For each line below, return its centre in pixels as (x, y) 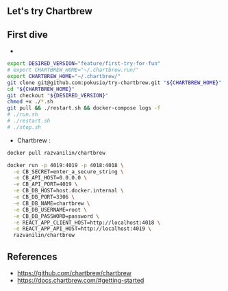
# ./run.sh (23, 115)
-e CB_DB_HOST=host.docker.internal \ (69, 191)
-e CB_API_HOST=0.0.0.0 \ (50, 178)
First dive (27, 35)
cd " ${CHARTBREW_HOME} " (41, 89)
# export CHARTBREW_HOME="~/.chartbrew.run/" (73, 70)
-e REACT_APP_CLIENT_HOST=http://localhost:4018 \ (87, 223)
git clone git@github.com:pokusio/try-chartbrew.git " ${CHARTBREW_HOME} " (115, 83)
